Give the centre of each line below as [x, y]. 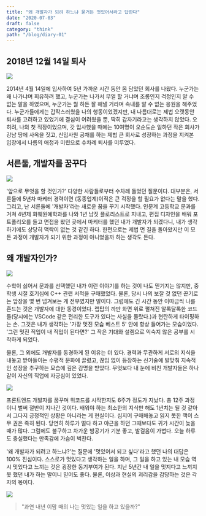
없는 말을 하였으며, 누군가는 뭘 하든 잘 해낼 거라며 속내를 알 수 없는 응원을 [93, 104]
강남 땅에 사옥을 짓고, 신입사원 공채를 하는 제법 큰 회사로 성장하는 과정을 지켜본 [100, 134]
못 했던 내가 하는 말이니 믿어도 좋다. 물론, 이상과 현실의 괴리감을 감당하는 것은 [99, 474]
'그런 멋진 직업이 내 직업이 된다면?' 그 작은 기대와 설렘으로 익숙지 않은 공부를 [97, 331]
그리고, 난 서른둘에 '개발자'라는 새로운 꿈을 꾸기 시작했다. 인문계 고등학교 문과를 [101, 206]
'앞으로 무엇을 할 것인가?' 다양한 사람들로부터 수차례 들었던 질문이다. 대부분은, [99, 191]
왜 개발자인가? [32, 258]
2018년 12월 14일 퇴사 [46, 61]
